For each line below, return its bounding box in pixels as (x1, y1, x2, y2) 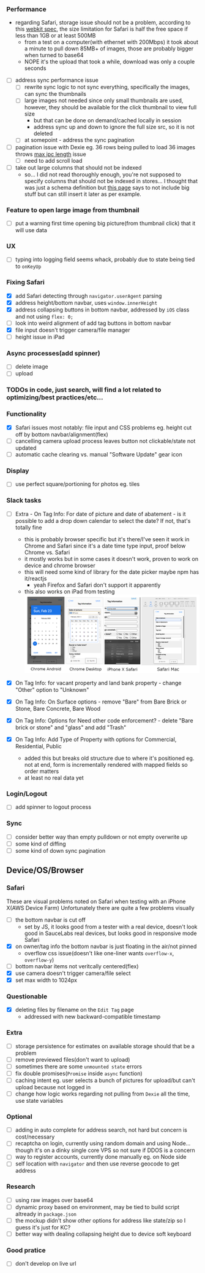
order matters (24, 767, 59, 775)
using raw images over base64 (15, 1196, 94, 1204)
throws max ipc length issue (15, 150, 87, 158)
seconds (24, 65, 47, 72)
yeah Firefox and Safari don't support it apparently (33, 581, 161, 589)
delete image (15, 363, 48, 370)
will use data (15, 227, 48, 234)
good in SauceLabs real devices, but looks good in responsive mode (24, 930, 197, 937)
